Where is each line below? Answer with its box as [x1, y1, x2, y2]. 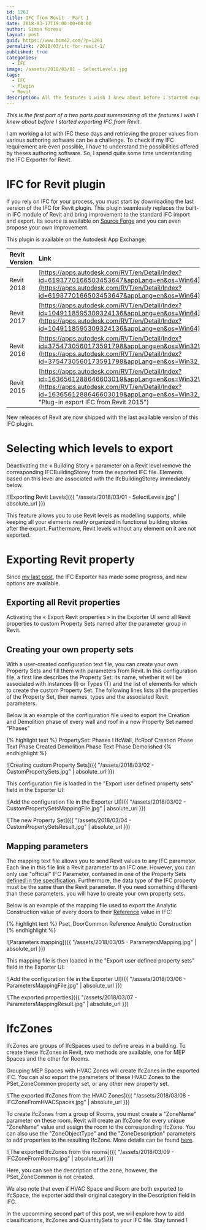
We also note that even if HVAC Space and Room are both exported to [6, 1185, 183, 1192]
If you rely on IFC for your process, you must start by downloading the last [6, 198, 194, 205]
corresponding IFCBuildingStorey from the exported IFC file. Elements [6, 468, 183, 475]
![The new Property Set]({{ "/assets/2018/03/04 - [6, 817, 132, 824]
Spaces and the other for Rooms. [6, 1055, 90, 1062]
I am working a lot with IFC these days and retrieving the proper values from [6, 129, 199, 137]
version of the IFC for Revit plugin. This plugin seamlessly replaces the [6, 204, 185, 212]
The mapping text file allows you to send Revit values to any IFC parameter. [6, 857, 197, 864]
